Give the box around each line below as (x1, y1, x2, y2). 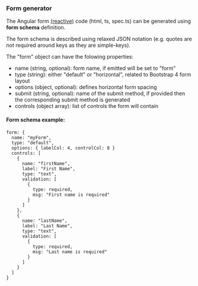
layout (14, 77, 30, 84)
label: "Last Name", (21, 223, 73, 229)
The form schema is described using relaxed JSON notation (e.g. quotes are (6, 36, 193, 43)
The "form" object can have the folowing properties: (6, 53, 134, 61)
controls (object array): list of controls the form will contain (14, 103, 159, 110)
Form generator (6, 4, 52, 12)
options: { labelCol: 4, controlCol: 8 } (11, 145, 116, 151)
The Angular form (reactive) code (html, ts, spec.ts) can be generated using (6, 18, 191, 25)
